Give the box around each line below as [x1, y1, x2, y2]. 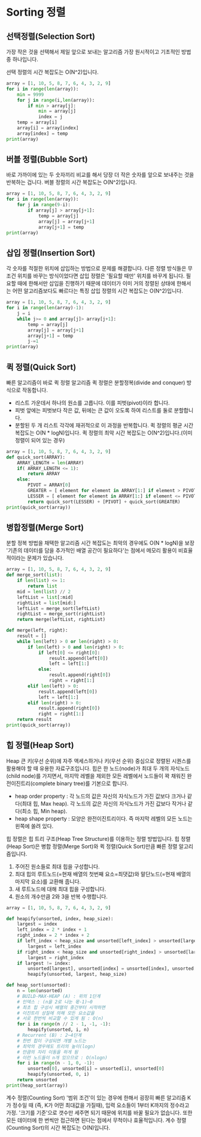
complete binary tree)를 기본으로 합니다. [32, 780, 129, 787]
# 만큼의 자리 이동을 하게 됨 [17, 1049, 78, 1055]
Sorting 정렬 [6, 5, 66, 19]
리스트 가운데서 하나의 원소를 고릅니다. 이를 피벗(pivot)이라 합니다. [14, 399, 170, 406]
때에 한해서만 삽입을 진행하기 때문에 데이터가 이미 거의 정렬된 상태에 [17, 280, 175, 287]
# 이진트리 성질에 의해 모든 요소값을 [17, 1010, 95, 1016]
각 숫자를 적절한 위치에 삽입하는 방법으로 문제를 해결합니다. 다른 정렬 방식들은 [6, 265, 187, 272]
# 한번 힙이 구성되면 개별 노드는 [17, 1038, 87, 1043]
